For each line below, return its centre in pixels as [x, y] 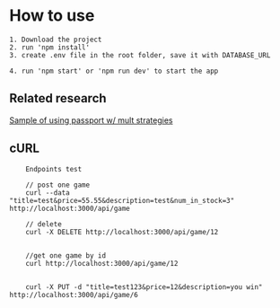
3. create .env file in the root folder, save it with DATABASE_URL [140, 55]
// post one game [58, 185]
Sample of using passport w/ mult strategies [91, 120]
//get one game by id [66, 255]
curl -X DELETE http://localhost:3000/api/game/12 [122, 232]
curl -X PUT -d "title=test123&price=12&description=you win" [144, 287]
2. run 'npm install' [50, 47]
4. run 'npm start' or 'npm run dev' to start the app [114, 71]
